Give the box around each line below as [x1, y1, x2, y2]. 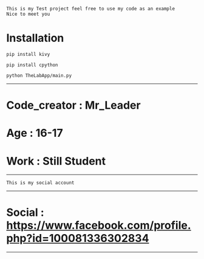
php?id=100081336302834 [6, 232, 149, 246]
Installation [6, 31, 64, 45]
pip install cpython [6, 61, 59, 68]
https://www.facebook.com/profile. [6, 219, 191, 232]
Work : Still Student [6, 154, 106, 168]
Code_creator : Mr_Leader [6, 98, 141, 112]
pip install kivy [6, 51, 50, 57]
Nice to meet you [6, 11, 50, 17]
